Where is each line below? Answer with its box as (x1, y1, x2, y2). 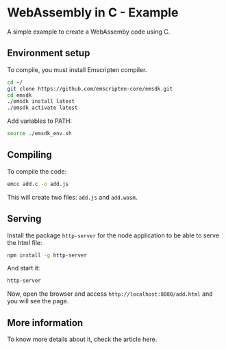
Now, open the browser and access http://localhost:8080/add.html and (7, 290, 214, 298)
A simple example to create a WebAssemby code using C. (7, 27, 171, 36)
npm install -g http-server (7, 252, 88, 259)
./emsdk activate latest (7, 104, 78, 111)
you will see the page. (7, 297, 69, 305)
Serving (7, 213, 42, 224)
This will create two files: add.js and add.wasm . (7, 193, 138, 201)
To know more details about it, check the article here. (7, 335, 158, 344)
